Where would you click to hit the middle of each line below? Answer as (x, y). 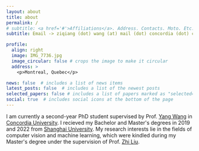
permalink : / (22, 23)
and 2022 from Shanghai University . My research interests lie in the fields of (99, 129)
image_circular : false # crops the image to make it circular (90, 61)
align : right (28, 50)
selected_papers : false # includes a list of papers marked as (86, 94)
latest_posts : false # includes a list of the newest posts (83, 89)
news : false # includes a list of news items (65, 83)
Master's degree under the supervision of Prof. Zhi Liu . (73, 141)
